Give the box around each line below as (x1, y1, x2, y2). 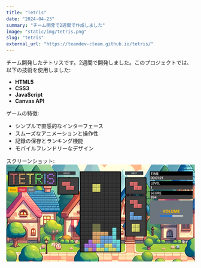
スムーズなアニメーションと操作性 (14, 130, 99, 137)
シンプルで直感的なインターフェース (14, 122, 103, 130)
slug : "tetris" (6, 35, 44, 41)
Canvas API (14, 97, 45, 104)
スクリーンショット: (6, 158, 55, 164)
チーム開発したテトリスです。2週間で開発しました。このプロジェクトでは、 (6, 59, 193, 66)
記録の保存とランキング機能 (14, 137, 84, 144)
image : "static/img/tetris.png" (6, 29, 87, 35)
